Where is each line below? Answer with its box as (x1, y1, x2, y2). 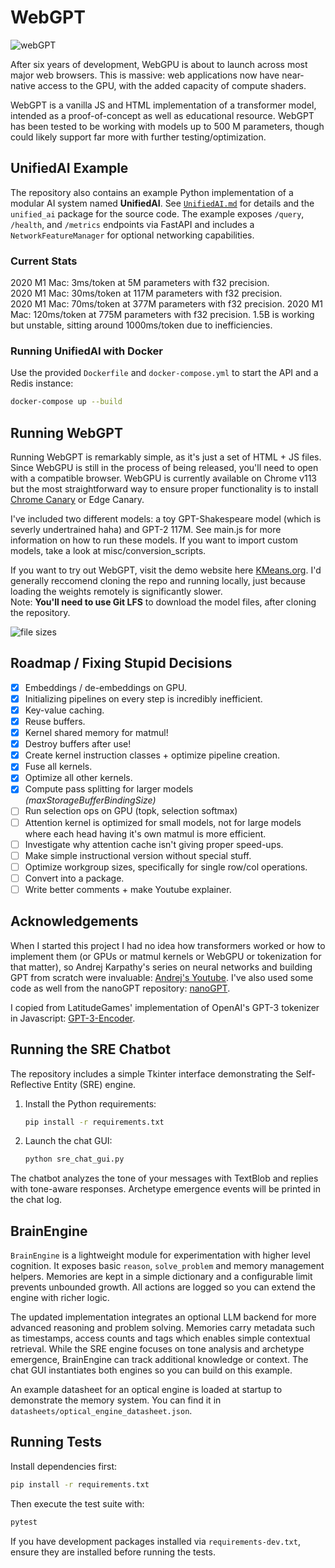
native (10, 79, 36, 91)
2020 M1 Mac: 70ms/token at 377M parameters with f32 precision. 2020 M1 (10, 298, 323, 310)
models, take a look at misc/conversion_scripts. (10, 545, 207, 557)
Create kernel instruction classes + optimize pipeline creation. (24, 749, 280, 761)
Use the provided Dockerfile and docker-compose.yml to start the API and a (10, 367, 319, 379)
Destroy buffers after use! (24, 738, 132, 750)
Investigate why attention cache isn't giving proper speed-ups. (24, 838, 284, 850)
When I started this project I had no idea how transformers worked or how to (10, 939, 326, 951)
